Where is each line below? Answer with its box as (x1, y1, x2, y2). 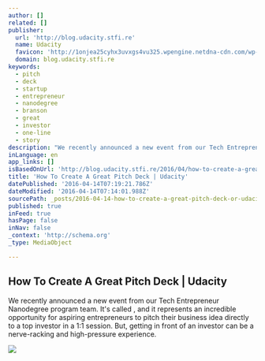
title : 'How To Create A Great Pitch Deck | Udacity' (8, 173, 189, 181)
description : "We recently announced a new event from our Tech (8, 143, 224, 151)
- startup (15, 84, 47, 93)
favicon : (15, 48, 44, 56)
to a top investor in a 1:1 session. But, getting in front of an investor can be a (8, 321, 254, 330)
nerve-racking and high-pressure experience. (8, 329, 157, 339)
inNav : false (8, 224, 51, 233)
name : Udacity (15, 41, 62, 49)
